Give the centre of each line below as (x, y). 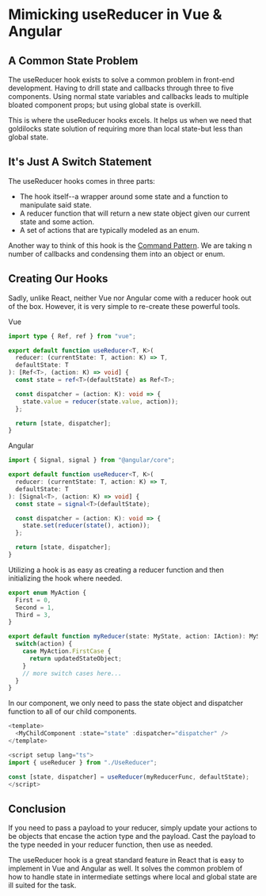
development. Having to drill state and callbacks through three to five (121, 88)
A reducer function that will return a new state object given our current (135, 213)
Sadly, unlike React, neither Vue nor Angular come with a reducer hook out (130, 298)
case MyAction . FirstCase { (67, 651)
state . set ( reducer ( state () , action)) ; (86, 526)
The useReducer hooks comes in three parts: (82, 181)
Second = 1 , (35, 608)
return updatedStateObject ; (76, 658)
